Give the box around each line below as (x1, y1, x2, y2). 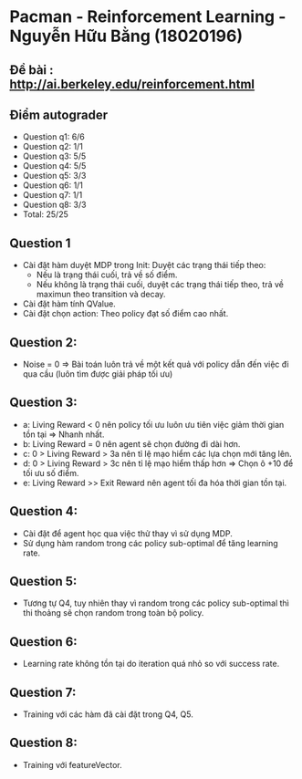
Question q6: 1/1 (22, 180, 84, 191)
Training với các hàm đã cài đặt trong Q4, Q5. (22, 709, 193, 720)
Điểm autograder (9, 107, 108, 122)
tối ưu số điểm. (22, 467, 79, 478)
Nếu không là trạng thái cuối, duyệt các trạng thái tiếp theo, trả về (36, 279, 285, 290)
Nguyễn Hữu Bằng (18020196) (9, 26, 244, 47)
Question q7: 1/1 (22, 190, 83, 201)
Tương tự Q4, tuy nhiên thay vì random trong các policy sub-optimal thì (22, 597, 289, 608)
